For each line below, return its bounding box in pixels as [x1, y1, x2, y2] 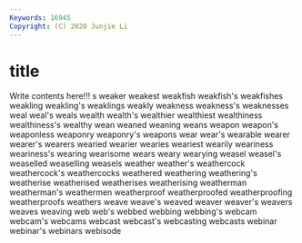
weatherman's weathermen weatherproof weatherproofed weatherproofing [9, 187, 293, 198]
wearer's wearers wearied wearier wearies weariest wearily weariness [9, 139, 274, 150]
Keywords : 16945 [9, 13, 71, 23]
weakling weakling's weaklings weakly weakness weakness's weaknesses [9, 101, 289, 112]
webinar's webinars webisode [9, 226, 122, 237]
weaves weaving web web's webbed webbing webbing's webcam [9, 206, 257, 218]
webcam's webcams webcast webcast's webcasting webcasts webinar [9, 216, 277, 227]
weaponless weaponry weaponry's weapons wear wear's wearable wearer [9, 129, 291, 141]
